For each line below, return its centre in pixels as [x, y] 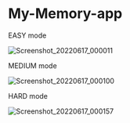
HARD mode [28, 96]
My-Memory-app [65, 14]
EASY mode [27, 35]
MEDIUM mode [32, 65]
